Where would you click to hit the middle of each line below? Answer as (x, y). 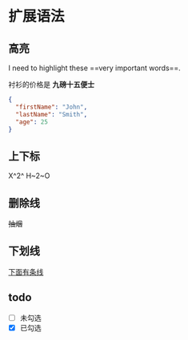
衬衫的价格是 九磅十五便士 (51, 84)
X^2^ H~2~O (29, 176)
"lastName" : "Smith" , (52, 114)
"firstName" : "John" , (52, 107)
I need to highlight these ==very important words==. (95, 68)
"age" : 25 (32, 122)
